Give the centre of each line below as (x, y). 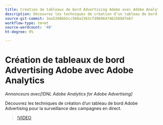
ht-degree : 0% (19, 32)
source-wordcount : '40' (29, 28)
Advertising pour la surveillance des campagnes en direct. (63, 108)
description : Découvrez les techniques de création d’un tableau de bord (81, 14)
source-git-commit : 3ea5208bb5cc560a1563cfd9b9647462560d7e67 (69, 18)
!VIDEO (24, 118)
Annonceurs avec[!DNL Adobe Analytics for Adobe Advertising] (69, 94)
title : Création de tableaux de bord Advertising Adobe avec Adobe (75, 9)
